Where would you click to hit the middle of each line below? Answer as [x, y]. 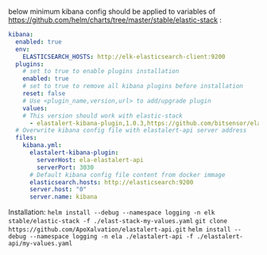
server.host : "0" [58, 190]
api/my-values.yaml [41, 244]
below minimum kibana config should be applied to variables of [112, 12]
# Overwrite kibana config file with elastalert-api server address [131, 130]
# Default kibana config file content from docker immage [127, 175]
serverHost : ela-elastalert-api [91, 160]
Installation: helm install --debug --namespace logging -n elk [112, 212]
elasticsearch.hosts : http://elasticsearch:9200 [111, 182]
